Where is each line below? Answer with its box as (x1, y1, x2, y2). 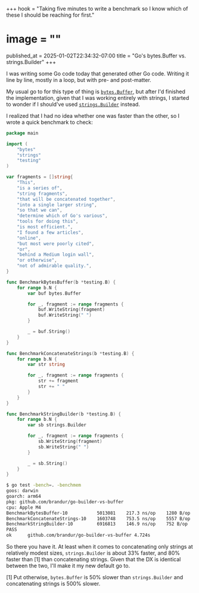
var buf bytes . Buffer (27, 290, 82, 296)
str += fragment (38, 378, 79, 384)
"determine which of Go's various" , (17, 213, 108, 219)
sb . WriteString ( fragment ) (38, 439, 102, 445)
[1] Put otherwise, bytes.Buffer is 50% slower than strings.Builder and (6, 574, 184, 581)
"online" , (17, 235, 42, 241)
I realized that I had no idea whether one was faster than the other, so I (6, 112, 180, 119)
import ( (6, 140, 28, 147)
